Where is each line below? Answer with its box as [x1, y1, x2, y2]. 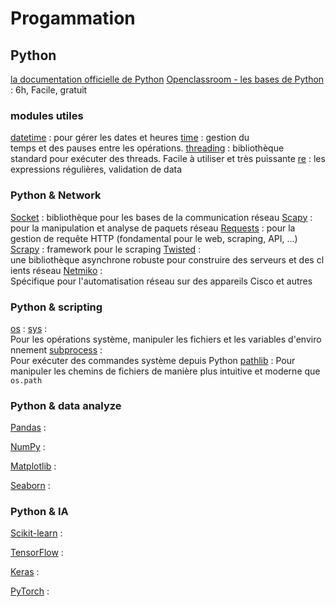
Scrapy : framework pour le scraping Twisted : [10, 243, 202, 255]
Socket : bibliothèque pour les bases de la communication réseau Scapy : [10, 211, 313, 223]
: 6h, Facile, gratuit [10, 84, 88, 96]
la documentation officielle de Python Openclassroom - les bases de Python [10, 73, 325, 85]
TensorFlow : [10, 547, 64, 559]
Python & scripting [10, 300, 103, 314]
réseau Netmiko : [32, 264, 103, 276]
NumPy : [10, 441, 46, 453]
